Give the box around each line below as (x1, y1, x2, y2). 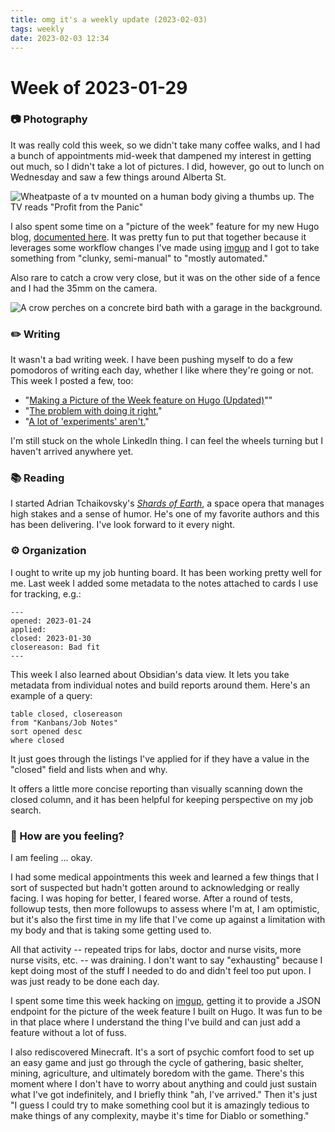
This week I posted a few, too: (10, 375, 134, 387)
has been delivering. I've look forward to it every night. (10, 519, 236, 531)
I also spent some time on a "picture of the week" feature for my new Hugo (10, 220, 320, 232)
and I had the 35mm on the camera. (10, 282, 158, 294)
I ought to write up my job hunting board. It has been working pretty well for (10, 566, 322, 578)
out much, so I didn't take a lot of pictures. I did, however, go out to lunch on (10, 160, 325, 172)
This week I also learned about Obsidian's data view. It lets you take (10, 668, 290, 680)
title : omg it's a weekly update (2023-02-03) (10, 14, 208, 25)
